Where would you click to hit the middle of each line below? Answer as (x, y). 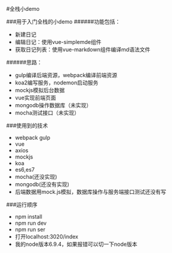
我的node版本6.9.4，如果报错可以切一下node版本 (76, 244)
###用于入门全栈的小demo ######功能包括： (63, 22)
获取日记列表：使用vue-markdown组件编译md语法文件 (82, 49)
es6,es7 (25, 170)
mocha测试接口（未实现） (47, 113)
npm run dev (31, 223)
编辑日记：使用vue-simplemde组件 (58, 42)
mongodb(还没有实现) (42, 184)
